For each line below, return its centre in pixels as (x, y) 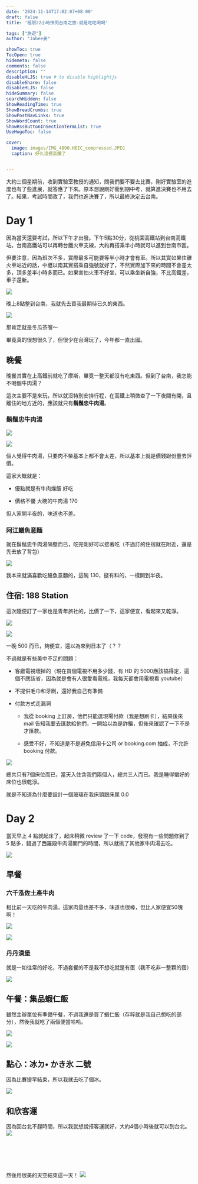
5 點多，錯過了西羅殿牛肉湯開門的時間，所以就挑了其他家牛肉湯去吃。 (91, 843)
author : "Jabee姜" (28, 39)
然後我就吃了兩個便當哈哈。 (52, 1021)
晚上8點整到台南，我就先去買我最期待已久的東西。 (67, 303)
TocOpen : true (24, 55)
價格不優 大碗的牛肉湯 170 (46, 501)
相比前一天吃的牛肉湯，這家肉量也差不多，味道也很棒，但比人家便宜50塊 (95, 907)
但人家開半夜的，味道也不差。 (42, 513)
